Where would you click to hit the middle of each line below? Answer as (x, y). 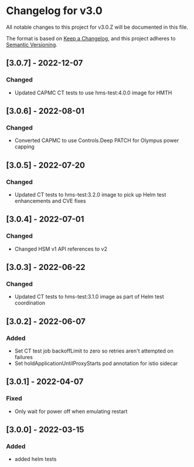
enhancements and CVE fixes (50, 201)
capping (25, 147)
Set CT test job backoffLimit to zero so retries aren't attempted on (94, 351)
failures (24, 357)
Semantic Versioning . (32, 45)
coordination (30, 303)
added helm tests (35, 459)
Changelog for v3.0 (54, 11)
